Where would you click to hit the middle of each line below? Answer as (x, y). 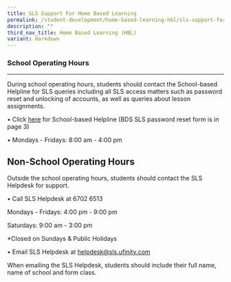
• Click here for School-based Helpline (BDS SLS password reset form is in (113, 119)
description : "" (30, 26)
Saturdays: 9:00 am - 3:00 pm (50, 225)
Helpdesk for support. (38, 185)
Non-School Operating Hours (71, 162)
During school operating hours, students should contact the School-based (112, 84)
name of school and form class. (52, 272)
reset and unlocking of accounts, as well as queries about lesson (99, 99)
